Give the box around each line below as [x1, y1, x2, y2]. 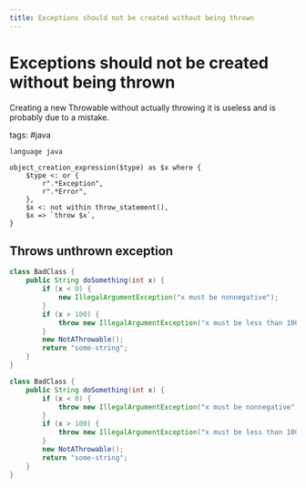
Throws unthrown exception [9, 243, 174, 259]
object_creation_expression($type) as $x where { [9, 163, 202, 172]
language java [9, 147, 64, 156]
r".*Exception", [42, 178, 104, 188]
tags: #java [9, 129, 52, 140]
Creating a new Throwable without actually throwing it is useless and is [9, 102, 276, 113]
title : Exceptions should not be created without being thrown [9, 13, 255, 23]
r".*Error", [42, 187, 88, 196]
